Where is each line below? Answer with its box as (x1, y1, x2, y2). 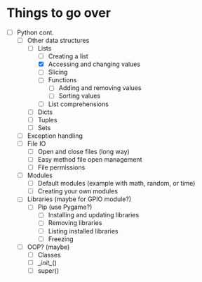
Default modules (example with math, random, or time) (37, 179, 196, 188)
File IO (27, 139, 46, 148)
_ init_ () (37, 258, 58, 267)
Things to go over (6, 5, 112, 21)
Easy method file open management (37, 155, 142, 163)
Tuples (37, 115, 58, 124)
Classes (37, 250, 61, 259)
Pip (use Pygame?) (37, 203, 93, 212)
